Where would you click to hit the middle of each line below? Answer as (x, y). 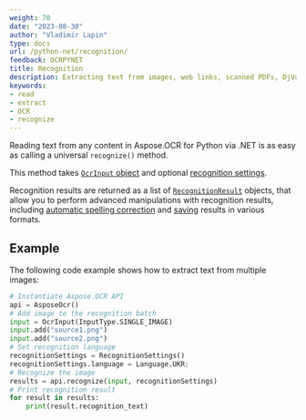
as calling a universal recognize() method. (89, 155)
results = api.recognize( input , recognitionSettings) (114, 381)
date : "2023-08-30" (46, 26)
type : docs (30, 43)
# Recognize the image (52, 373)
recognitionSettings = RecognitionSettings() (97, 356)
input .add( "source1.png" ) (58, 330)
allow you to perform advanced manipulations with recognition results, (142, 200)
